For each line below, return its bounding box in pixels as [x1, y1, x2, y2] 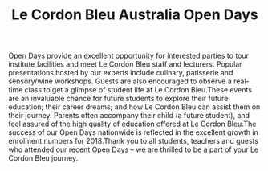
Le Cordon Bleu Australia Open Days [11, 6, 258, 24]
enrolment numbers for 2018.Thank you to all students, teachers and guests [8, 136, 259, 146]
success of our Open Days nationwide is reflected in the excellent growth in [8, 128, 258, 137]
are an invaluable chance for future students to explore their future [8, 94, 229, 104]
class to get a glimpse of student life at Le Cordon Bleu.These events [24, 85, 253, 95]
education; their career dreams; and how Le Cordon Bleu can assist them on [8, 102, 261, 112]
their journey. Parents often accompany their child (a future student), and [8, 111, 250, 120]
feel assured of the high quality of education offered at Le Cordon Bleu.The [8, 119, 257, 129]
